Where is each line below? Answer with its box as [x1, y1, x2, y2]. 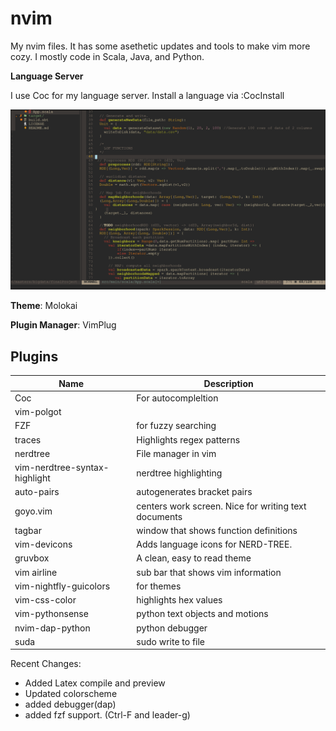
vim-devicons [14, 538, 73, 551]
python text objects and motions [136, 608, 269, 620]
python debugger [136, 622, 208, 634]
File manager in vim [136, 447, 217, 459]
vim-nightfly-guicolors [14, 580, 111, 592]
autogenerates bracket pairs [136, 486, 253, 498]
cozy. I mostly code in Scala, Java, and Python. [10, 50, 205, 62]
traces [14, 433, 42, 446]
